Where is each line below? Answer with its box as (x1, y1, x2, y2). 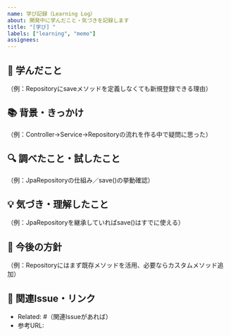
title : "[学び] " (7, 23, 56, 30)
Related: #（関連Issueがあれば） (17, 313, 113, 321)
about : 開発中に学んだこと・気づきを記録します (7, 17, 130, 24)
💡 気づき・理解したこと (7, 198, 109, 210)
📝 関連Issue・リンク (7, 292, 96, 304)
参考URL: (17, 321, 44, 330)
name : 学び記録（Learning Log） (7, 10, 96, 18)
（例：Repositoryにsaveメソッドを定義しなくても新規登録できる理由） (7, 84, 213, 92)
